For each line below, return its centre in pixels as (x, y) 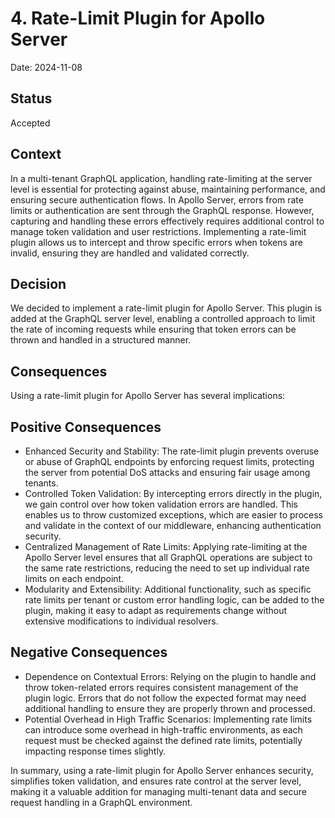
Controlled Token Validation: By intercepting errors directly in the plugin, (173, 493)
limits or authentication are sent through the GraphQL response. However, (162, 210)
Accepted (30, 123)
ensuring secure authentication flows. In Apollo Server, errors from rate (157, 199)
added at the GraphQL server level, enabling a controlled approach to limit (163, 319)
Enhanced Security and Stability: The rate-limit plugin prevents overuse (172, 451)
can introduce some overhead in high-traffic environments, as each (163, 729)
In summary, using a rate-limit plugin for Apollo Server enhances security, (162, 770)
